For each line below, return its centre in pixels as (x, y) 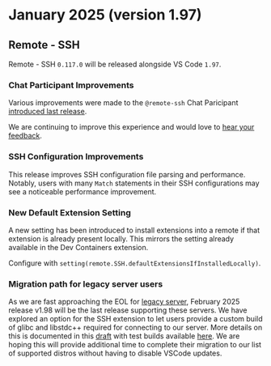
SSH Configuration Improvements (76, 157)
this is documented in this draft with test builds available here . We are (124, 336)
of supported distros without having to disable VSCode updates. (115, 353)
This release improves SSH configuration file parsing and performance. (127, 174)
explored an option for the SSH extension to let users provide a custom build (135, 319)
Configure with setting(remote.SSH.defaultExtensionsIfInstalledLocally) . (135, 263)
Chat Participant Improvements (72, 85)
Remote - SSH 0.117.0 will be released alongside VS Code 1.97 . (115, 64)
